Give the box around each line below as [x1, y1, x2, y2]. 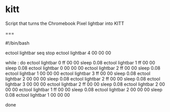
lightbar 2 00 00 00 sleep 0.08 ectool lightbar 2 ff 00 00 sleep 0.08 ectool [5, 76, 160, 82]
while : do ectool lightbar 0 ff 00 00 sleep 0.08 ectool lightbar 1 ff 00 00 [5, 59, 155, 65]
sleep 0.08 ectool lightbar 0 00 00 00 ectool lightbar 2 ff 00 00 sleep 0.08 [5, 65, 160, 71]
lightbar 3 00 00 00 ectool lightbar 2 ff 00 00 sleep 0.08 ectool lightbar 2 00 [5, 81, 165, 87]
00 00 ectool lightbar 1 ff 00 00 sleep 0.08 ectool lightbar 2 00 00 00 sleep [5, 86, 163, 92]
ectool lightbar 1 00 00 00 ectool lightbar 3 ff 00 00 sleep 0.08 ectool [5, 70, 151, 77]
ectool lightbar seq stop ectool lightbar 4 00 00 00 [5, 50, 111, 56]
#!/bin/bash [5, 40, 30, 46]
